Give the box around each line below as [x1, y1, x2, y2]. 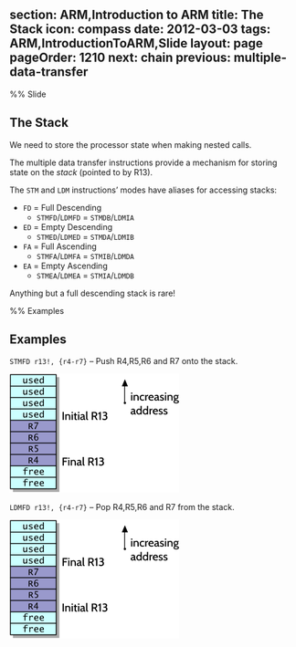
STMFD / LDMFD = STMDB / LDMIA [36, 212, 135, 223]
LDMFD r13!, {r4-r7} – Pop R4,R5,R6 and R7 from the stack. [9, 502, 235, 513]
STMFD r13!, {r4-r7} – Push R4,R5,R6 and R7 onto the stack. [9, 356, 238, 367]
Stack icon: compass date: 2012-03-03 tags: [9, 22, 271, 37]
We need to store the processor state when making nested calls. [9, 139, 252, 150]
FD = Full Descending [22, 202, 102, 213]
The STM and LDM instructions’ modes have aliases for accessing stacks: [9, 184, 277, 195]
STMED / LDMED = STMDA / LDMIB [36, 231, 135, 242]
